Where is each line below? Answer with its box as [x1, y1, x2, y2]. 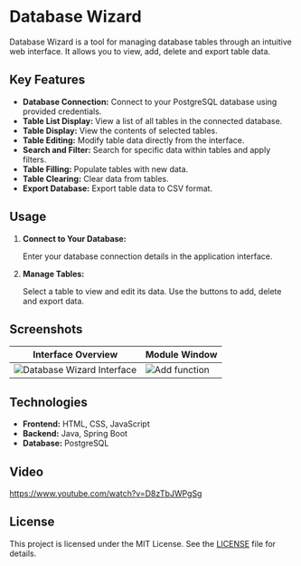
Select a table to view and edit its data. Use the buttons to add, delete [22, 285, 282, 296]
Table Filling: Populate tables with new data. [22, 163, 189, 174]
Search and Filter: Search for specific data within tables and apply [22, 144, 271, 155]
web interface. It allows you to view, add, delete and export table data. [9, 45, 271, 56]
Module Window [145, 349, 218, 361]
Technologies [9, 394, 89, 409]
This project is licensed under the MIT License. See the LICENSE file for [9, 538, 277, 549]
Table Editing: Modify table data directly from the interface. [22, 134, 245, 146]
